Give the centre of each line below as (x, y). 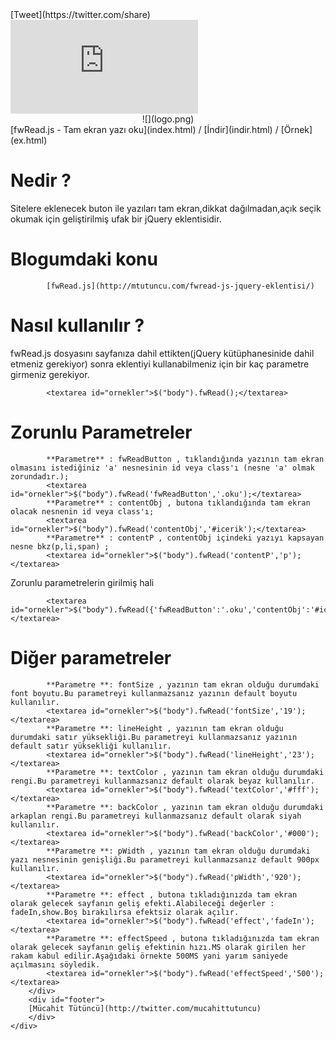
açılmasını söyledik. (55, 964)
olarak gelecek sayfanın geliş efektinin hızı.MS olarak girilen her (158, 947)
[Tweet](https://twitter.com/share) (80, 14)
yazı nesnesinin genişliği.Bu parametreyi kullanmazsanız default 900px (165, 859)
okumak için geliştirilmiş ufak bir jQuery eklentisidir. (116, 219)
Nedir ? (41, 180)
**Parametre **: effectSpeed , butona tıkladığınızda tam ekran (183, 938)
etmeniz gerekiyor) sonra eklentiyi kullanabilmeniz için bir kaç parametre (160, 364)
